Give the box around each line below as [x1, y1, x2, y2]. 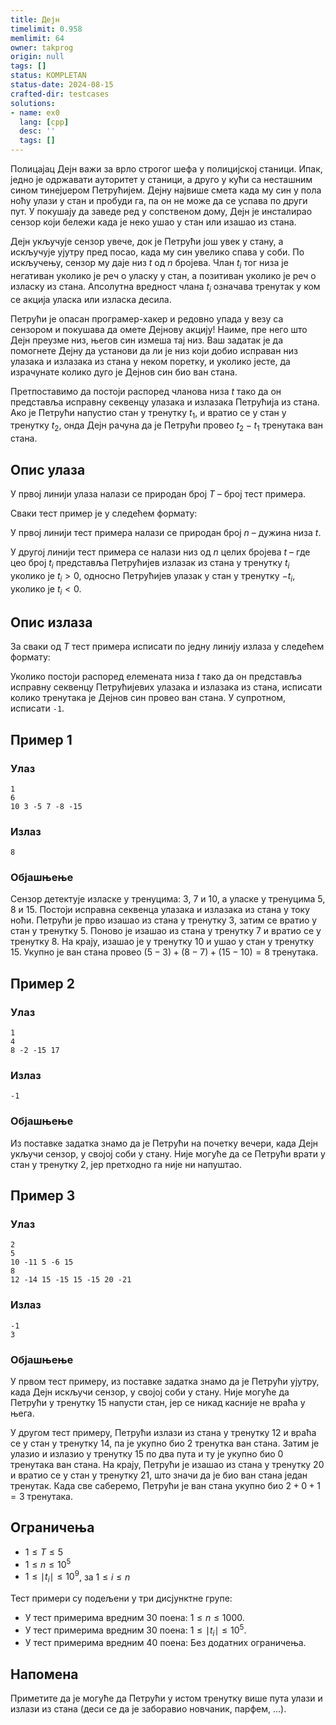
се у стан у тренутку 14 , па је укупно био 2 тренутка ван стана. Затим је [10, 1437, 320, 1450]
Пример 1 [10, 731, 73, 748]
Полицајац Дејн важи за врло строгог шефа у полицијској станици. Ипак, [10, 163, 323, 175]
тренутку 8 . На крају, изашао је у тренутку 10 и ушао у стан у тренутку [10, 936, 314, 948]
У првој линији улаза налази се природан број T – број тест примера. [10, 488, 307, 500]
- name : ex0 [10, 107, 60, 118]
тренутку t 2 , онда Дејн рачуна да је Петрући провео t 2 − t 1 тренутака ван [10, 419, 324, 434]
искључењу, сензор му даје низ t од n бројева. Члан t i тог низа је [10, 257, 289, 271]
